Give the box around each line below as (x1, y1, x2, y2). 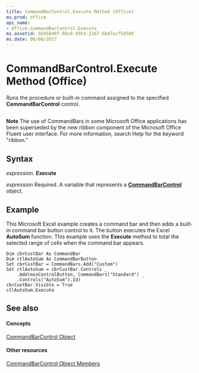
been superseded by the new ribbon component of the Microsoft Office (6, 124, 181, 131)
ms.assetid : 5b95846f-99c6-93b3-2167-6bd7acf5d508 (6, 31, 134, 37)
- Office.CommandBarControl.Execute (6, 25, 97, 31)
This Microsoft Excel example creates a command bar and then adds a (6, 220, 179, 227)
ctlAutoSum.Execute (6, 287, 55, 293)
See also (6, 304, 39, 314)
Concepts (6, 320, 31, 327)
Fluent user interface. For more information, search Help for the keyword (6, 130, 184, 137)
